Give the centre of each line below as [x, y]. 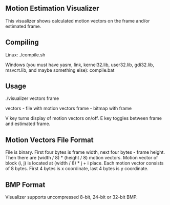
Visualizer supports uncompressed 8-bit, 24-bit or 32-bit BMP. [72, 197]
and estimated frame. [28, 124]
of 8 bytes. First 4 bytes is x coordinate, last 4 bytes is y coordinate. [77, 169]
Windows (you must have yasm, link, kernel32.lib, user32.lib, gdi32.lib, [80, 65]
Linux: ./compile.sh [25, 55]
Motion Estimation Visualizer [52, 8]
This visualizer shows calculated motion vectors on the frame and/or [78, 20]
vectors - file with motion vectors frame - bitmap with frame [69, 108]
